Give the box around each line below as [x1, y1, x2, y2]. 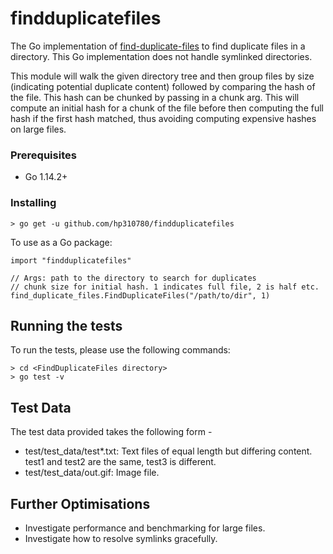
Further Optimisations [10, 495, 151, 512]
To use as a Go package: [10, 236, 113, 248]
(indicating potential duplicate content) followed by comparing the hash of [10, 80, 316, 92]
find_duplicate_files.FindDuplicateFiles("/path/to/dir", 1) [10, 290, 271, 301]
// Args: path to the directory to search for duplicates [10, 273, 257, 283]
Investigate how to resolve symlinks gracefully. [24, 532, 218, 544]
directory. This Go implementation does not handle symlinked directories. [10, 50, 313, 62]
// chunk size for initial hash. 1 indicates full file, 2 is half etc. [10, 282, 320, 292]
